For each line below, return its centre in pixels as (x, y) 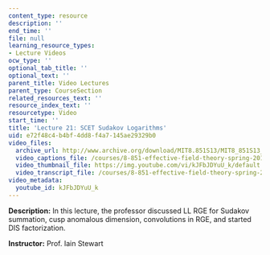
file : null (27, 38)
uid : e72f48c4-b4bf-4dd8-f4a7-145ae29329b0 (82, 135)
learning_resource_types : (51, 46)
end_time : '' (30, 31)
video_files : (30, 143)
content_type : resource (48, 16)
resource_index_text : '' (50, 105)
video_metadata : (35, 181)
